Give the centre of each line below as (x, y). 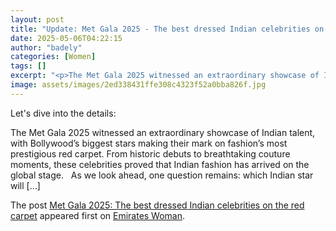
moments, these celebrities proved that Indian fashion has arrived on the (160, 164)
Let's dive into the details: (63, 113)
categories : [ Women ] (53, 57)
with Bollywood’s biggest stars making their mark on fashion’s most (149, 143)
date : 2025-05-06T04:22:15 (66, 38)
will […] (25, 185)
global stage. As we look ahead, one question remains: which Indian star (162, 175)
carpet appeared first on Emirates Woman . (98, 215)
